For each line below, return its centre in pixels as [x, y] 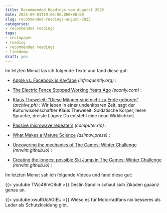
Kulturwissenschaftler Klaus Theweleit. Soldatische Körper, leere [79, 110]
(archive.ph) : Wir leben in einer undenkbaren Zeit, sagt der [74, 105]
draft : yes [17, 56]
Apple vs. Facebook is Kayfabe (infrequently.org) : [64, 80]
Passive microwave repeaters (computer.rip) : [59, 125]
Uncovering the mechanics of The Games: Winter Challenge [74, 145]
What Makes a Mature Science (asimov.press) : [61, 135]
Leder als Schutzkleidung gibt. [37, 205]
